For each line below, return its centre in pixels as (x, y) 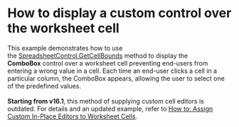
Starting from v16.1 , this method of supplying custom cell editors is (106, 101)
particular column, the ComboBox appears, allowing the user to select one (116, 78)
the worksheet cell (63, 28)
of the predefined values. (44, 86)
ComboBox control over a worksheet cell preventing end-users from (108, 63)
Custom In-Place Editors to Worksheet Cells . (73, 116)
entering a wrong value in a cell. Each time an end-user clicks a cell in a (112, 71)
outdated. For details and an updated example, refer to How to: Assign (110, 108)
